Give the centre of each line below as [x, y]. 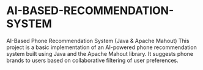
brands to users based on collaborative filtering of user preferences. [92, 60]
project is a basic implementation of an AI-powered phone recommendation [102, 47]
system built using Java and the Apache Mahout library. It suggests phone [100, 53]
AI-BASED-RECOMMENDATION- [90, 11]
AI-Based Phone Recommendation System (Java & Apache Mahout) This [98, 41]
